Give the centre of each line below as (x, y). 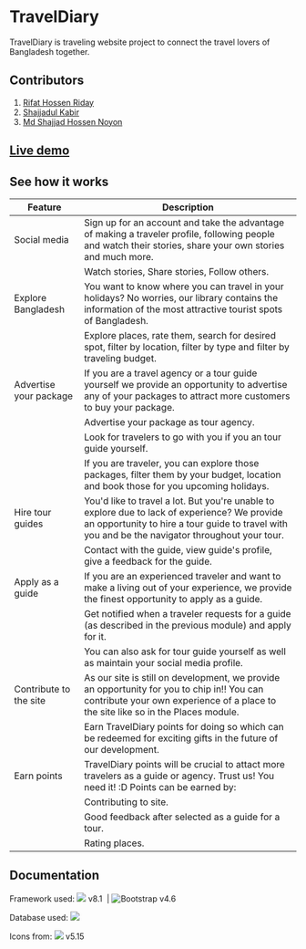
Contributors (47, 81)
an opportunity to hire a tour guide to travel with (186, 524)
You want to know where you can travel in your (184, 287)
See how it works (59, 181)
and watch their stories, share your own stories (184, 245)
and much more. (118, 256)
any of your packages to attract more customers (187, 396)
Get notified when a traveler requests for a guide (187, 613)
